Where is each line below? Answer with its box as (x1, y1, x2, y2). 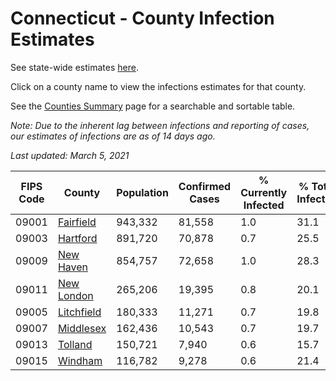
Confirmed (178, 179, 232, 193)
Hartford (57, 231, 98, 245)
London (57, 288, 94, 302)
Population (116, 185, 169, 199)
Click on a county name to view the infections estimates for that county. (10, 80, 307, 92)
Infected (243, 198, 285, 212)
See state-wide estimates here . (10, 61, 139, 73)
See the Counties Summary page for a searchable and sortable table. (10, 100, 296, 112)
